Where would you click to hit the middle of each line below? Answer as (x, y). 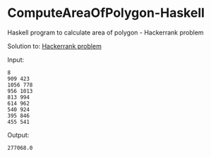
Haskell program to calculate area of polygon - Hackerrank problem (105, 32)
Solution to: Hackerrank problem (55, 46)
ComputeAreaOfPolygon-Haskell (106, 13)
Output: (18, 134)
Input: (16, 59)
